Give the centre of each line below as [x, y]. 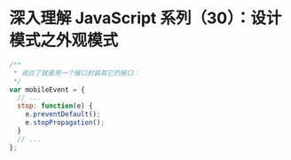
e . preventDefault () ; [63, 115]
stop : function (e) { [55, 106]
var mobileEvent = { [47, 90]
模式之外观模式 [64, 40]
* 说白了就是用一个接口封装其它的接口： [76, 73]
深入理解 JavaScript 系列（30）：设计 [145, 18]
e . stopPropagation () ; [65, 123]
